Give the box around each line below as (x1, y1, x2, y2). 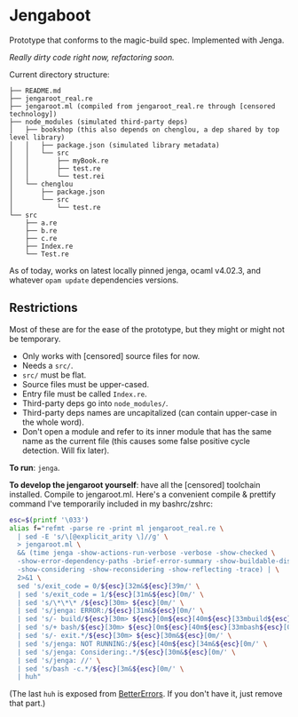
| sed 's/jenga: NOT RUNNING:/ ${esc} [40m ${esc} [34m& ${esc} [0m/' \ (17, 639, 268, 649)
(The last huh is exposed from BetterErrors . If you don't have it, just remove (9, 689, 283, 699)
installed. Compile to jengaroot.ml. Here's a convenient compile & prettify (9, 489, 277, 499)
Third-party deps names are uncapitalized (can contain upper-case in (21, 407, 278, 418)
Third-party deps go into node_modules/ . (21, 397, 169, 409)
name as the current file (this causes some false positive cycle (21, 435, 251, 446)
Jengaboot (9, 5, 91, 26)
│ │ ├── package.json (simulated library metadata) (9, 140, 220, 149)
